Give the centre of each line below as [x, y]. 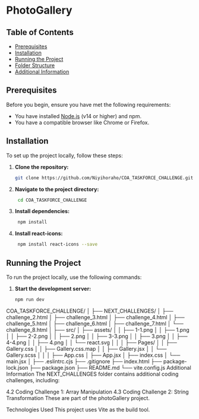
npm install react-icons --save [58, 245]
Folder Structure [35, 65]
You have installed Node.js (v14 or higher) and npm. [78, 116]
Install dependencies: [42, 211]
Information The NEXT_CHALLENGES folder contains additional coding [92, 374]
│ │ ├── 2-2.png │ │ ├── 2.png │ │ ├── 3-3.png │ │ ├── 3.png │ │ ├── [97, 336]
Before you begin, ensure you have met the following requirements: [89, 104]
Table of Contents [40, 32]
